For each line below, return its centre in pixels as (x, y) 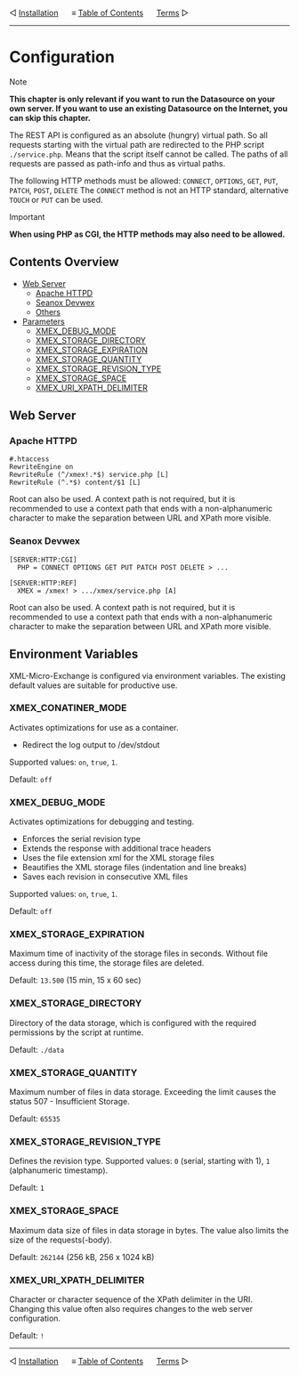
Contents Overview (64, 262)
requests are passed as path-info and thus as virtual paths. (117, 163)
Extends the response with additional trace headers (117, 848)
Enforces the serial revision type (81, 839)
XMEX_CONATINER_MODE (68, 708)
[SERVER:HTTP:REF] (43, 583)
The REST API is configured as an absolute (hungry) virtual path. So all (139, 135)
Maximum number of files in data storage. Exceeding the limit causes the (143, 1092)
